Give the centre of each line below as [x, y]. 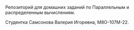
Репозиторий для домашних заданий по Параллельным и [67, 7]
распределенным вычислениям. [40, 12]
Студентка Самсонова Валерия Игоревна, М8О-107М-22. [67, 22]
